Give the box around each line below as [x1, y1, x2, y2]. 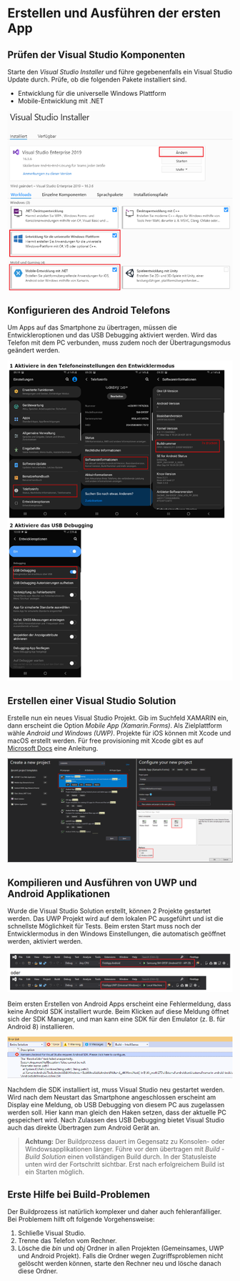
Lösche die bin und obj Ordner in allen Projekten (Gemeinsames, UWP [17, 1244, 224, 1252]
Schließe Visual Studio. [17, 1229, 86, 1237]
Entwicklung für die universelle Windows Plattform [17, 89, 166, 97]
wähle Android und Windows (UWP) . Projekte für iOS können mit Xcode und [7, 729, 231, 738]
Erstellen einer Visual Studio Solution [7, 695, 176, 707]
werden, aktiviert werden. [7, 937, 83, 946]
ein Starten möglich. [24, 1167, 84, 1177]
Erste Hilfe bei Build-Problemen [7, 1188, 151, 1200]
